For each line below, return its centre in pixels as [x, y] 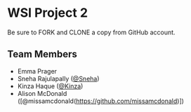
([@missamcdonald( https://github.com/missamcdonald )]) [101, 101]
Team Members [42, 54]
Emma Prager [37, 71]
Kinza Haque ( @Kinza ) [50, 86]
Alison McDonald [42, 93]
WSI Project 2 [48, 13]
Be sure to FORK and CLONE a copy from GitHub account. [91, 32]
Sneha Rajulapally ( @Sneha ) [58, 78]
